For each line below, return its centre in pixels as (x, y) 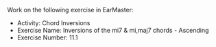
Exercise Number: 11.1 (47, 37)
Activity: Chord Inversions (53, 23)
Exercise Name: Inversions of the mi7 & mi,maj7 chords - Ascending (113, 30)
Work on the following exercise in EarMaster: (70, 10)
